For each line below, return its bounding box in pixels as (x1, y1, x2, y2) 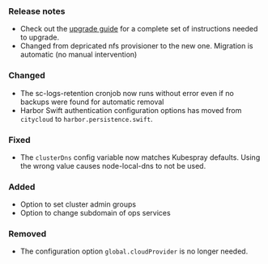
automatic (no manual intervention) (19, 50, 138, 60)
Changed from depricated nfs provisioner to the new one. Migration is (19, 41, 253, 51)
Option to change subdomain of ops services (19, 208, 172, 218)
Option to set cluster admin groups (19, 199, 136, 209)
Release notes (8, 6, 66, 17)
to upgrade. (19, 32, 59, 42)
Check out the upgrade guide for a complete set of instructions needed (19, 24, 258, 34)
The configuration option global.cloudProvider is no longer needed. (19, 246, 249, 256)
